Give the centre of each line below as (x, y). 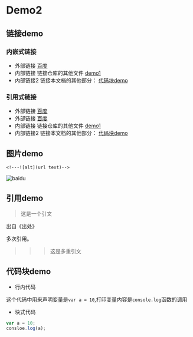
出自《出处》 (22, 226)
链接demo (24, 33)
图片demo (24, 153)
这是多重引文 (66, 251)
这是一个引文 (36, 213)
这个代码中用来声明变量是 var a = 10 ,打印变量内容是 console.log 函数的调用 (97, 299)
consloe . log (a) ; (26, 328)
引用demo (24, 198)
